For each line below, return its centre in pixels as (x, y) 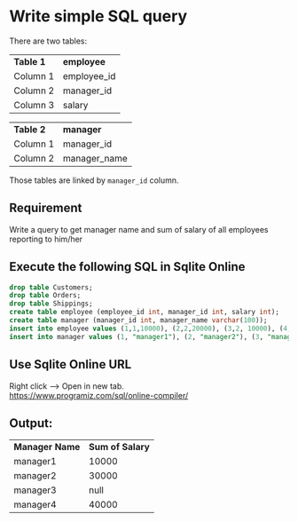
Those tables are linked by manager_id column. (94, 180)
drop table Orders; (45, 296)
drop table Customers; (51, 287)
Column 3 (34, 105)
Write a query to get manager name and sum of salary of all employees (139, 229)
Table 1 (30, 61)
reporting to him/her (46, 239)
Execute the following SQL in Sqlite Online (127, 267)
